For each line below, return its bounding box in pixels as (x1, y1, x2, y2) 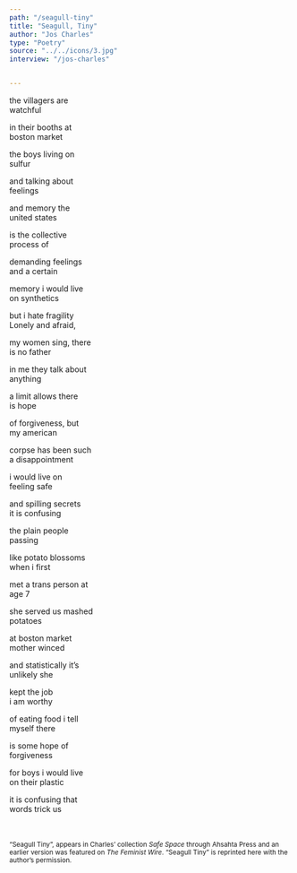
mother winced (9, 643, 65, 653)
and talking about (9, 176, 74, 186)
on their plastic (9, 777, 64, 787)
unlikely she (9, 670, 54, 679)
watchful (9, 105, 42, 115)
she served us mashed (9, 606, 94, 617)
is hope (9, 401, 38, 411)
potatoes (9, 616, 42, 626)
